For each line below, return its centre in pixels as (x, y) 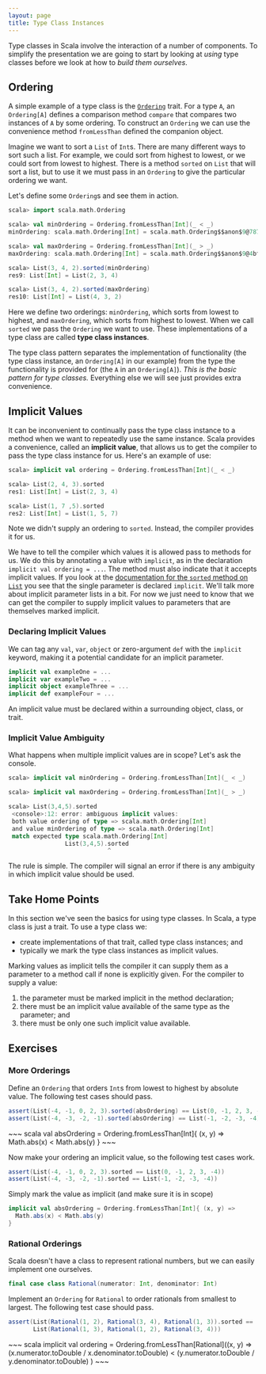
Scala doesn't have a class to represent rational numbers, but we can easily (131, 1261)
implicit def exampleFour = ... (61, 694)
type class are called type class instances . (79, 337)
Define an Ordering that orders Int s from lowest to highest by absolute (123, 1088)
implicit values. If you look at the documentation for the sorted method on (128, 577)
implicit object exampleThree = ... (68, 687)
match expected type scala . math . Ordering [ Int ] (90, 836)
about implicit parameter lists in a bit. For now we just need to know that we (131, 594)
